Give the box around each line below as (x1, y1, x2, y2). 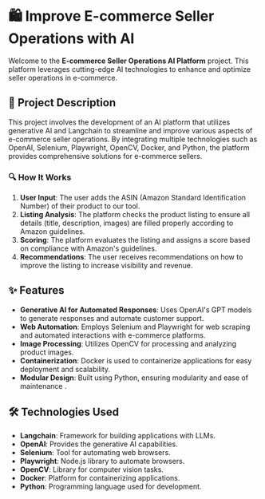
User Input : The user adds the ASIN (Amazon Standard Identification (19, 193, 246, 203)
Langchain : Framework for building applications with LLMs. (19, 430, 216, 440)
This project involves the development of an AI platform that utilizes (8, 117, 231, 127)
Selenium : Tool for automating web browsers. (19, 447, 172, 457)
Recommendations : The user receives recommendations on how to (19, 252, 243, 262)
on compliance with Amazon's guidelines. (19, 244, 157, 253)
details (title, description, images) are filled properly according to (19, 218, 234, 228)
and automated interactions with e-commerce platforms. (19, 330, 206, 340)
